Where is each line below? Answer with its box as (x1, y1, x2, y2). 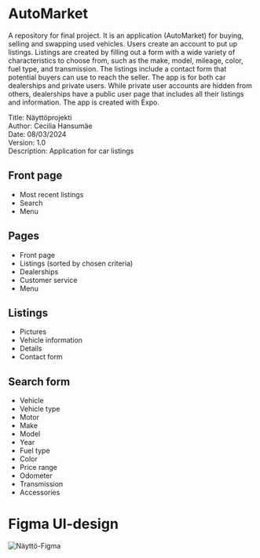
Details (19, 343, 42, 354)
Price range (19, 463, 57, 472)
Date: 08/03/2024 (8, 129, 67, 138)
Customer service (19, 275, 78, 285)
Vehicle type (19, 404, 60, 413)
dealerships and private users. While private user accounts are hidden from (8, 80, 253, 90)
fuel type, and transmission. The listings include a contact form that (8, 64, 227, 73)
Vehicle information (19, 336, 83, 345)
